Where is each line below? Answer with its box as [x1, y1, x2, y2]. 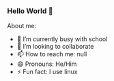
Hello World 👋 [7, 6, 53, 16]
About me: [7, 22, 36, 30]
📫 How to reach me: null [16, 50, 87, 58]
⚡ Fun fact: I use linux [16, 68, 78, 76]
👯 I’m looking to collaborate [16, 43, 94, 51]
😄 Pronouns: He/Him [16, 60, 77, 68]
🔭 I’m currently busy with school [16, 35, 108, 43]
